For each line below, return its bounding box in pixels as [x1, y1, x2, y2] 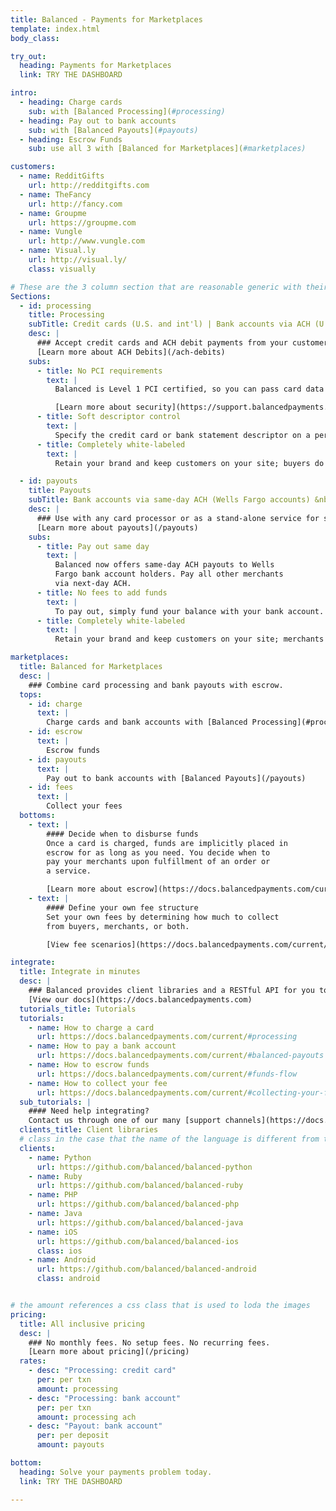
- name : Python [28, 1152, 92, 1163]
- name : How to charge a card [28, 1022, 155, 1033]
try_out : [10, 51, 47, 61]
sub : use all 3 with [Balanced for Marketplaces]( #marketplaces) [28, 144, 307, 154]
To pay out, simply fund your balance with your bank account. [54, 606, 325, 616]
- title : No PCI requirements [36, 366, 163, 376]
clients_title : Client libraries [19, 1125, 159, 1135]
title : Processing [28, 310, 105, 320]
